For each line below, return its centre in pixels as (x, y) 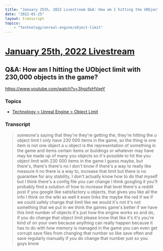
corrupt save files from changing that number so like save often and (85, 233)
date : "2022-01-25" (25, 14)
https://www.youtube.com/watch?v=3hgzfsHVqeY (55, 89)
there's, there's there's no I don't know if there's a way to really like (84, 166)
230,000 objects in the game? (52, 77)
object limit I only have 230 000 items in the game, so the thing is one (86, 140)
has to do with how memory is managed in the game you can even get (87, 228)
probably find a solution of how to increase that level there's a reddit (85, 186)
